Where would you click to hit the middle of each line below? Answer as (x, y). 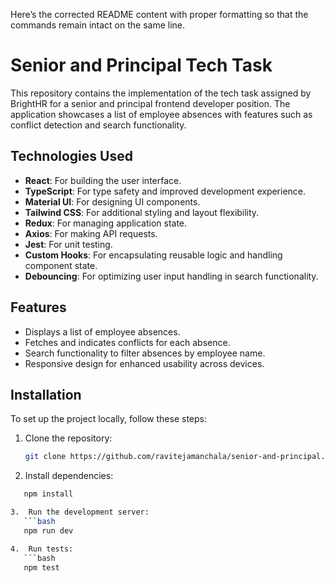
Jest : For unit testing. (68, 244)
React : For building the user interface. (103, 180)
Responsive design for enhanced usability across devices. (144, 363)
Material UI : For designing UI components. (112, 201)
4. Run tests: (42, 549)
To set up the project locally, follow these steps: (109, 419)
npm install (48, 494)
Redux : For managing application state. (106, 223)
